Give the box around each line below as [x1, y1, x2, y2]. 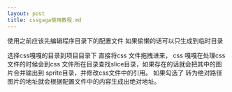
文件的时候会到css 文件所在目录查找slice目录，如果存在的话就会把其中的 [7, 59, 217, 68]
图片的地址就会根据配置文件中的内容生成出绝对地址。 [7, 77, 161, 85]
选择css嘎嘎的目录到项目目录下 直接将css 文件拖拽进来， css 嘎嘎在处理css [7, 51, 226, 59]
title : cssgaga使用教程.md [7, 17, 82, 24]
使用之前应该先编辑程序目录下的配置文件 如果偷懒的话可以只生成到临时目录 [7, 36, 224, 45]
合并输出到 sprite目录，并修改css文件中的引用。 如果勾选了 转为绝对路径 [13, 68, 222, 77]
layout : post [7, 10, 45, 17]
